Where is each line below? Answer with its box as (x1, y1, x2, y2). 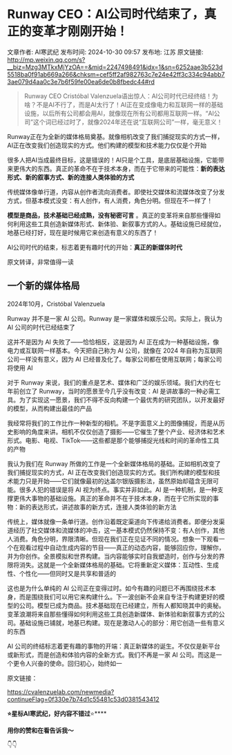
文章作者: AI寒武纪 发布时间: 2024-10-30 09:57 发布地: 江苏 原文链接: (7, 48, 204, 56)
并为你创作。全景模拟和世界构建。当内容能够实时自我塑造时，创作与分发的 (7, 552, 219, 560)
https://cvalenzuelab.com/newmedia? (7, 687, 115, 696)
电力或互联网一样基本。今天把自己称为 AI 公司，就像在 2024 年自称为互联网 (7, 346, 222, 355)
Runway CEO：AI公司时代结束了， (7, 6, 205, 22)
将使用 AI (7, 364, 33, 372)
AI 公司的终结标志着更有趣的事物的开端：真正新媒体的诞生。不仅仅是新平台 (7, 642, 221, 650)
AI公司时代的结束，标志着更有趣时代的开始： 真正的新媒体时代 (7, 243, 183, 251)
